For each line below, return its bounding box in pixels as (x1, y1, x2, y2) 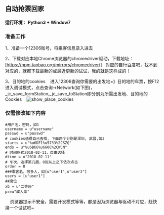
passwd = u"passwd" (5, 130, 45, 136)
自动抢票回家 (5, 4, 44, 13)
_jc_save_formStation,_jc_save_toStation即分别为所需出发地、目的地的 (5, 91, 148, 97)
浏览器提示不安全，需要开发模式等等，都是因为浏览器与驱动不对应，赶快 (9, 198, 157, 204)
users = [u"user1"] (5, 173, 45, 178)
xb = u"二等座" (5, 184, 34, 189)
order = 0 (5, 164, 26, 169)
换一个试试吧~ (5, 205, 35, 211)
